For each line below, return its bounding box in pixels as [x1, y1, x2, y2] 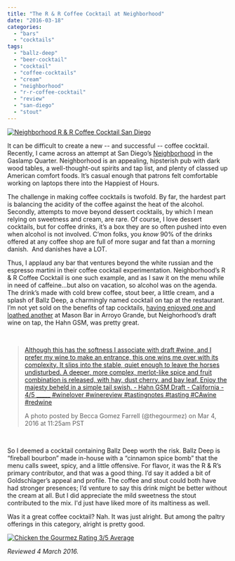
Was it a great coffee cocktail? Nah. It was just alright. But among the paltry [7, 512, 225, 521]
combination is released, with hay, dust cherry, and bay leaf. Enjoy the [24, 375, 227, 384]
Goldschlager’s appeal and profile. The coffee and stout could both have [7, 476, 217, 484]
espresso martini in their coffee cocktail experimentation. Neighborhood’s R [7, 265, 226, 275]
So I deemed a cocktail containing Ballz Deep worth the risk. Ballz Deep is [7, 446, 221, 455]
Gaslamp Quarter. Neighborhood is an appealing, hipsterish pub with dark [7, 156, 220, 165]
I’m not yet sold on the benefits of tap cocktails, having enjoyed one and [7, 303, 216, 312]
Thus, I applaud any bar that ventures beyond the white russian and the [7, 258, 214, 267]
